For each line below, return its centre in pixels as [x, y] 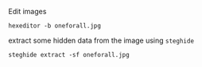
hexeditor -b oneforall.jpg [55, 26]
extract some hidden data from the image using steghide [101, 40]
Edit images [27, 11]
